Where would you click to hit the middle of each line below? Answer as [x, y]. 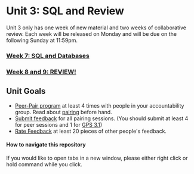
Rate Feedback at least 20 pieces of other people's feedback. [91, 131]
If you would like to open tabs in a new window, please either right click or [97, 158]
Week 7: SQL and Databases [48, 56]
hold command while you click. [44, 164]
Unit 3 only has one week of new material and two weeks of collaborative [96, 28]
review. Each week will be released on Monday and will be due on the [92, 33]
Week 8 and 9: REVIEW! [41, 72]
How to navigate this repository [46, 145]
